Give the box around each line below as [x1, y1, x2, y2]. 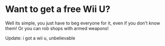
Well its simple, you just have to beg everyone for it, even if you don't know [5, 20, 160, 26]
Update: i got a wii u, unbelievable [5, 35, 75, 41]
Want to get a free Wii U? [5, 3, 110, 15]
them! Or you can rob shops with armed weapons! [5, 25, 109, 31]
